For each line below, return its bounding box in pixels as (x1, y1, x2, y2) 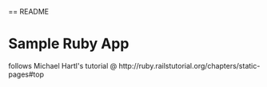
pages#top (8, 69, 44, 79)
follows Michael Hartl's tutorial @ (8, 61, 118, 70)
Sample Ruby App (8, 35, 130, 53)
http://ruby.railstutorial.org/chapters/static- (118, 61, 261, 70)
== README (8, 7, 50, 16)
